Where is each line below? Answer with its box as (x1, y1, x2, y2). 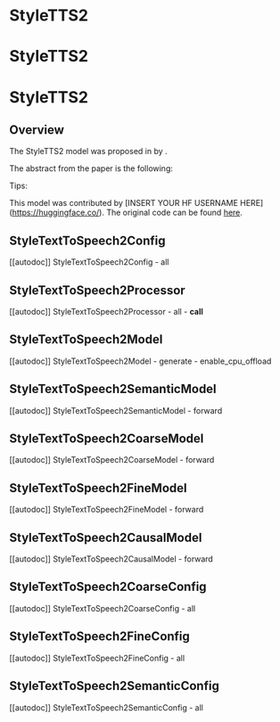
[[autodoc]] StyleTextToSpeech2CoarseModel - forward (9, 455, 215, 465)
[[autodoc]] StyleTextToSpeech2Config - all (9, 257, 169, 267)
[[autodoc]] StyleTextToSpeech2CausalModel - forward (9, 554, 214, 564)
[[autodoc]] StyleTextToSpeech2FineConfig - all (9, 652, 185, 663)
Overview (9, 122, 65, 137)
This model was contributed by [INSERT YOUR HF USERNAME (9, 198, 239, 209)
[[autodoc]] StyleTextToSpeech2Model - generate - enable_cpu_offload (9, 356, 272, 366)
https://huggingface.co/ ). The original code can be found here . (12, 207, 243, 218)
